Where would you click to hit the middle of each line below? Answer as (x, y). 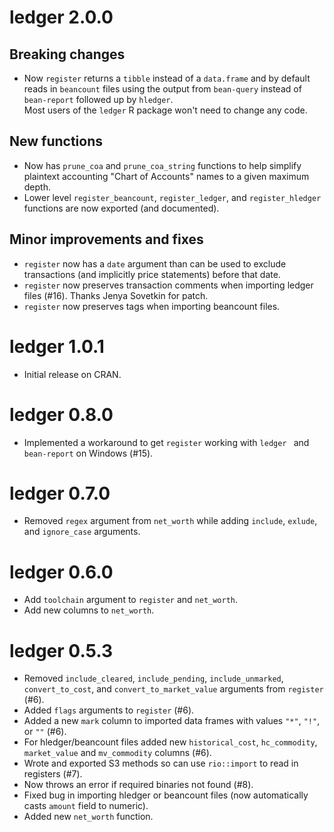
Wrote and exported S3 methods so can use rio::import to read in (161, 763)
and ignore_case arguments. (82, 532)
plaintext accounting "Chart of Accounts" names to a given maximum (166, 176)
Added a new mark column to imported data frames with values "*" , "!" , (172, 721)
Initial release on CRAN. (72, 374)
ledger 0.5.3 (61, 650)
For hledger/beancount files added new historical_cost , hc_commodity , (170, 742)
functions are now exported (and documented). (121, 208)
